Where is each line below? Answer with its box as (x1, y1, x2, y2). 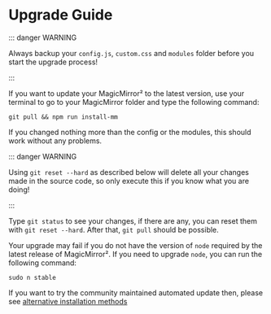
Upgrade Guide (8, 6, 113, 24)
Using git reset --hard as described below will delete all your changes (8, 167, 250, 177)
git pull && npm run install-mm (8, 112, 118, 121)
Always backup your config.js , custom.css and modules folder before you (8, 48, 255, 58)
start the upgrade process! (8, 57, 98, 67)
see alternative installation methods (8, 296, 128, 306)
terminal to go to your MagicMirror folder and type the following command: (8, 97, 260, 107)
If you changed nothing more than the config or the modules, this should (8, 127, 251, 137)
